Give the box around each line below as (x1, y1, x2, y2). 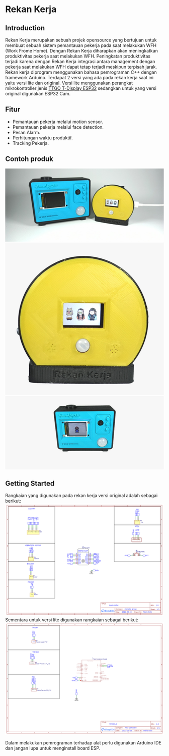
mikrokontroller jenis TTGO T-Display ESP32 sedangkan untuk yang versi (5, 85, 157, 91)
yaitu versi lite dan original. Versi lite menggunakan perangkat (5, 80, 133, 86)
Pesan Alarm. (12, 129, 40, 135)
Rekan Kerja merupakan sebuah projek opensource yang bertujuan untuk (5, 37, 157, 43)
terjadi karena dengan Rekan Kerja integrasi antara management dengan (5, 59, 155, 64)
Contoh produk (5, 155, 54, 164)
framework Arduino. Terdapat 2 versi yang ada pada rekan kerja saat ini (5, 75, 154, 80)
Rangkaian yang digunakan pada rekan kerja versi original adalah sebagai (5, 493, 158, 499)
